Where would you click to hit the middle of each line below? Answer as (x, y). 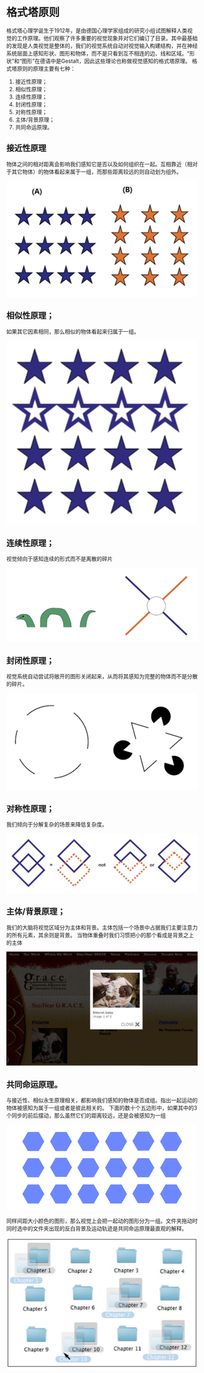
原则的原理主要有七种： (46, 68)
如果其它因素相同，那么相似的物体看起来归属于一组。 (73, 331)
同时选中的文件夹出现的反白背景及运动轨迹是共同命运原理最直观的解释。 (97, 1229)
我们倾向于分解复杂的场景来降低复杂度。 (57, 824)
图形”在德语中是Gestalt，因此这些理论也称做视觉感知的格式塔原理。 (106, 61)
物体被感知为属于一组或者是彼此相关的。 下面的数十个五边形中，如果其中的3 (102, 1108)
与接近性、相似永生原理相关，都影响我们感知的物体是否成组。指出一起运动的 (102, 1100)
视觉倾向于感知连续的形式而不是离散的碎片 (59, 559)
